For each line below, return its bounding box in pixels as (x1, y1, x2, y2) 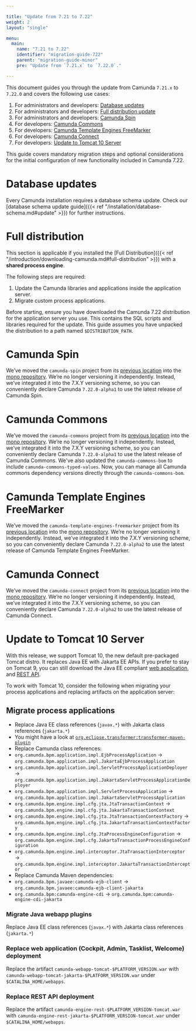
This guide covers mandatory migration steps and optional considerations (6, 150, 184, 158)
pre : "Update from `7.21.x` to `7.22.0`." (16, 62, 122, 68)
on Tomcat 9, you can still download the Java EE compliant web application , (6, 665, 189, 672)
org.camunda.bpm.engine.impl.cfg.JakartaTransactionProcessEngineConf (14, 838, 191, 843)
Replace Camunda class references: (14, 745, 102, 752)
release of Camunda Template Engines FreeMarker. (6, 547, 130, 554)
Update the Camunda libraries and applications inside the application (14, 284, 181, 292)
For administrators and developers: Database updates (14, 101, 145, 109)
